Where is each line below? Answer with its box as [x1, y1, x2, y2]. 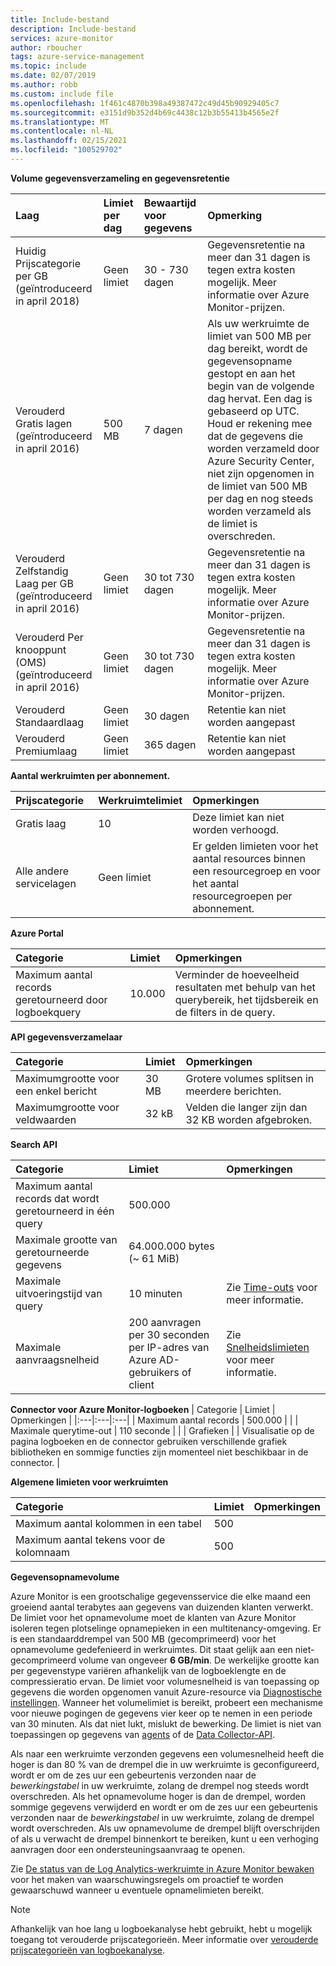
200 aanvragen [128, 1315, 202, 1329]
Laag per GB [15, 576, 74, 590]
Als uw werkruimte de [207, 316, 310, 330]
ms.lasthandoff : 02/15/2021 [10, 136, 128, 146]
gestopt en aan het [207, 366, 296, 380]
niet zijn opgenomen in [207, 466, 315, 480]
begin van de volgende [207, 379, 315, 393]
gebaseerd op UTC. [207, 404, 300, 418]
